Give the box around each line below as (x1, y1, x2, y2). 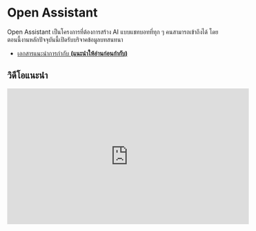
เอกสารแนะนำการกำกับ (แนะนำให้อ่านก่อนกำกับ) (17, 49, 128, 57)
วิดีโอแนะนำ (7, 70, 48, 81)
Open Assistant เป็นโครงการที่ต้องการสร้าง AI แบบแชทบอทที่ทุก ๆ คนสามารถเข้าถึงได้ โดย (7, 28, 219, 36)
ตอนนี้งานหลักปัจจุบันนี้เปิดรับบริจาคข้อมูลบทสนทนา (7, 35, 124, 43)
